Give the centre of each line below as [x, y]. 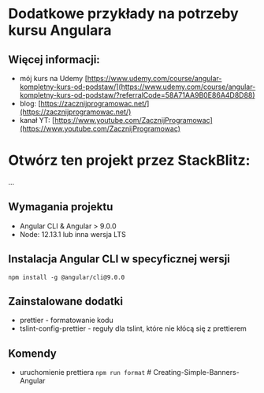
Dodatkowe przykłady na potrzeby [123, 14]
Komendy [32, 353]
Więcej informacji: [54, 59]
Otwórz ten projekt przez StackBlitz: [129, 160]
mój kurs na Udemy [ [54, 78]
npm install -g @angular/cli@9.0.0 [67, 277]
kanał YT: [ [37, 120]
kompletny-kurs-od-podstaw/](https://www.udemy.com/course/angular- [138, 87]
